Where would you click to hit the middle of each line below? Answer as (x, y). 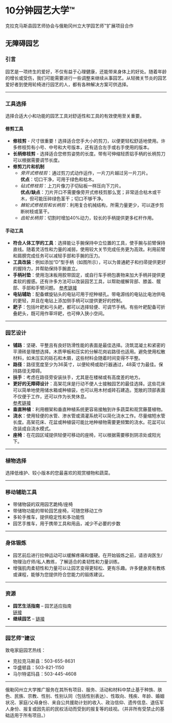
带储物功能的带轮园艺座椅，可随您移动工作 (58, 511)
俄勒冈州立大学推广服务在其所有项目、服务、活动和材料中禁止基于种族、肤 (84, 690)
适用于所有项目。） (29, 715)
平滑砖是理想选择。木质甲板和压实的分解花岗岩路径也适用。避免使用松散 (89, 351)
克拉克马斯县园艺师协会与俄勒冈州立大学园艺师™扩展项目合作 (70, 26)
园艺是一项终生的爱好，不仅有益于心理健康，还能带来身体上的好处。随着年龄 (86, 71)
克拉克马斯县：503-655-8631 (44, 661)
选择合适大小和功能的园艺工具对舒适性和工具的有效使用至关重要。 (75, 115)
